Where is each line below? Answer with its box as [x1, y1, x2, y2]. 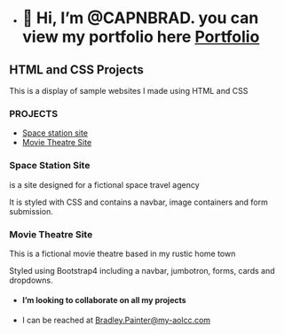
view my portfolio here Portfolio [21, 27, 260, 47]
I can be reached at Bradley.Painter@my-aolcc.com [21, 315, 211, 326]
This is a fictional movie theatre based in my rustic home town [9, 248, 236, 259]
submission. [9, 206, 53, 216]
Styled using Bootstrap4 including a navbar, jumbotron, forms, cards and [9, 265, 275, 276]
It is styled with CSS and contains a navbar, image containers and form [9, 197, 268, 207]
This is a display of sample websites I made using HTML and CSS [9, 86, 248, 96]
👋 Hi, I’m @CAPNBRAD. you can [21, 8, 259, 28]
